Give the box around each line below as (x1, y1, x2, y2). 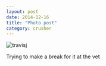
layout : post (6, 8, 39, 15)
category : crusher (6, 25, 52, 32)
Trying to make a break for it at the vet (6, 53, 100, 60)
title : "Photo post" (6, 20, 58, 26)
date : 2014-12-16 (6, 14, 49, 20)
